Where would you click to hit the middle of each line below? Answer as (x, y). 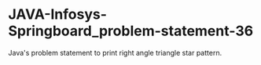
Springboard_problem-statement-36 (131, 31)
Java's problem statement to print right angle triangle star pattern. (115, 52)
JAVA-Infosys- (58, 14)
